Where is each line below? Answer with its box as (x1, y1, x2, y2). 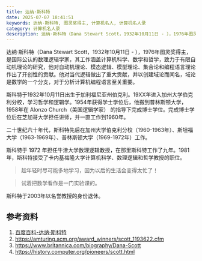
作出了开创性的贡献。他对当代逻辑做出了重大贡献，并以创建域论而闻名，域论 (6, 71, 196, 78)
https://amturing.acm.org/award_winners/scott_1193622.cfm (14, 235, 164, 242)
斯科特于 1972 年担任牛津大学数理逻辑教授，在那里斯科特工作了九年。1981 (6, 146, 190, 154)
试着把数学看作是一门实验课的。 (20, 179, 100, 187)
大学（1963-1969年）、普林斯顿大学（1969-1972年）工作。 (6, 134, 151, 141)
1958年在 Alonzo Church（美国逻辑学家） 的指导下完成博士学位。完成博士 (6, 106, 189, 113)
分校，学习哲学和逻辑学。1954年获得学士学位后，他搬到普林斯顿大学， (11, 98, 187, 106)
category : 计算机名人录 (6, 25, 60, 32)
